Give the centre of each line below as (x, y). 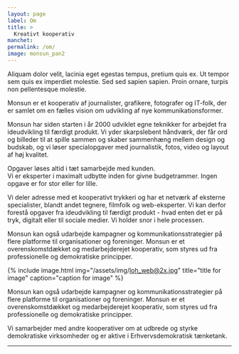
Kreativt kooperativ (44, 34)
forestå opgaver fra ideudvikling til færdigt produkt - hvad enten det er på (115, 212)
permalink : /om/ (31, 47)
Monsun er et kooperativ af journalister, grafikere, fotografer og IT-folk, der (117, 103)
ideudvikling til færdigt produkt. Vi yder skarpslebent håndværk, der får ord (117, 132)
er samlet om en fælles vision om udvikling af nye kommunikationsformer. (115, 110)
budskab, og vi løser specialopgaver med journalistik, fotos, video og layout (118, 147)
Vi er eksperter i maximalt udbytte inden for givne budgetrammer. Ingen (112, 176)
